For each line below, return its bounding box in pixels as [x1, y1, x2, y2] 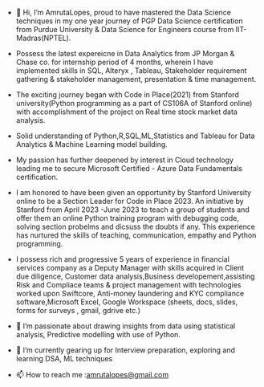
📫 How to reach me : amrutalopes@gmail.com [15, 370, 169, 379]
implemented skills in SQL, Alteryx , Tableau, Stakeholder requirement [15, 66, 247, 75]
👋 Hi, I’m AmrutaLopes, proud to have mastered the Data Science [15, 8, 231, 17]
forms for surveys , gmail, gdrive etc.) [15, 306, 141, 315]
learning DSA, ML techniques [15, 354, 113, 363]
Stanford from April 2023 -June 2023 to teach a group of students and [15, 205, 250, 214]
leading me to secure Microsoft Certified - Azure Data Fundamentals [15, 164, 243, 173]
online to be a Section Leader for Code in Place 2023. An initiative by [15, 197, 244, 206]
